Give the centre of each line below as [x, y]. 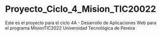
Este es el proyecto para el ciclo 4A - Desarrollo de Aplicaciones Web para [81, 23]
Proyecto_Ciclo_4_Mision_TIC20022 [81, 9]
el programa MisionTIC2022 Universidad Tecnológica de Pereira [70, 28]
